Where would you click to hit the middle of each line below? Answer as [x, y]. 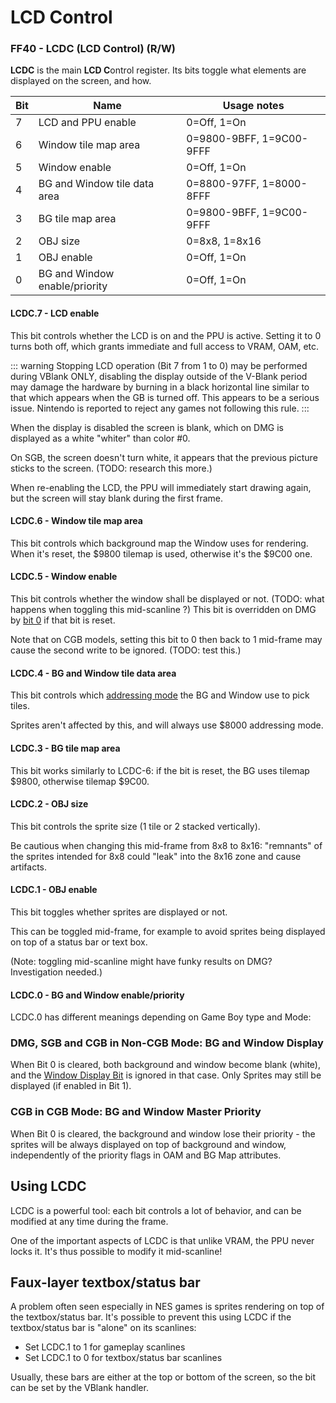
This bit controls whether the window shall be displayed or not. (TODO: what [167, 599]
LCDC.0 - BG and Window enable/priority [97, 995]
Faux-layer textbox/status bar [105, 1282]
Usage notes [253, 106]
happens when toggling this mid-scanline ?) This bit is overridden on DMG [163, 610]
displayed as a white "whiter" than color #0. [100, 438]
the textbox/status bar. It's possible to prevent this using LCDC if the [151, 1317]
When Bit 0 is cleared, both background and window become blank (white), [165, 1065]
